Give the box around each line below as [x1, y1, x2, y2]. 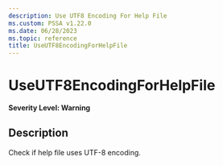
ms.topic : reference [8, 34, 78, 43]
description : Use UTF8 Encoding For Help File [8, 11, 167, 20]
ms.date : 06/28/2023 [8, 27, 78, 35]
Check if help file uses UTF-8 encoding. [8, 147, 141, 157]
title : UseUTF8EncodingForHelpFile [8, 42, 128, 50]
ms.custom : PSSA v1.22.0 [8, 19, 92, 27]
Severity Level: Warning [8, 103, 91, 113]
